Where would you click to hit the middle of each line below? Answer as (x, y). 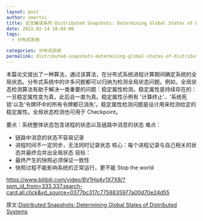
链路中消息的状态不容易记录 (50, 137)
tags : (13, 34)
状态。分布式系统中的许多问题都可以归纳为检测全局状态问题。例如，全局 (101, 81)
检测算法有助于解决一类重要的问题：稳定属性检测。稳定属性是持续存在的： (104, 89)
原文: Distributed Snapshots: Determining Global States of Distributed (92, 205)
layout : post (23, 12)
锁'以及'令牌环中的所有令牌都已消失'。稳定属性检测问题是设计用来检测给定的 (101, 104)
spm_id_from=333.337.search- (44, 186)
